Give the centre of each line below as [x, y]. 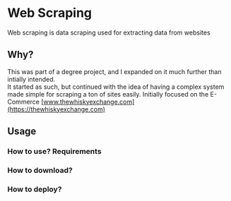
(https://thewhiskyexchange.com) [57, 109]
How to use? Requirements [54, 152]
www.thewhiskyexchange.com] [89, 102]
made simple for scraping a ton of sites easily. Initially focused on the [108, 94]
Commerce [24, 102]
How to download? [40, 170]
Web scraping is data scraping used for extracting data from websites [109, 32]
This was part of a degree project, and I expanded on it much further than [114, 71]
